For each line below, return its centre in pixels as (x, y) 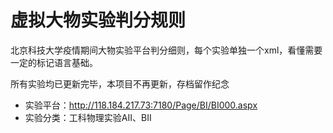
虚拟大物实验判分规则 (98, 20)
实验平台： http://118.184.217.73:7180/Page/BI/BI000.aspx (141, 105)
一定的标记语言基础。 (54, 62)
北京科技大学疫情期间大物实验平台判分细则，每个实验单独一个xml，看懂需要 (166, 50)
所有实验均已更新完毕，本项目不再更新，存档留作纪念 (120, 83)
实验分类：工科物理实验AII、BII (88, 117)
